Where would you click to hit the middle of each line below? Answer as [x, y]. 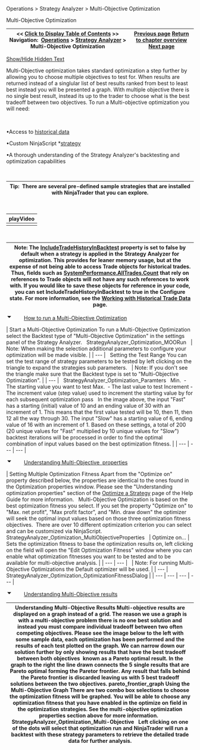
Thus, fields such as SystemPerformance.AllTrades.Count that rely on [100, 273]
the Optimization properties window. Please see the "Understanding [89, 487]
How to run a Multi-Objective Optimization [75, 318]
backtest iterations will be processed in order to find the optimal [85, 438]
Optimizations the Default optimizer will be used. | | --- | [99, 569]
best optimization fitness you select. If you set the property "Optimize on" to [100, 506]
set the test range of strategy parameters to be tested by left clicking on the [99, 361]
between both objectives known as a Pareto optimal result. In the [100, 658]
